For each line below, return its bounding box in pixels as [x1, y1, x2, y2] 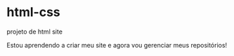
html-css [6, 4, 60, 20]
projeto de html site [6, 27, 63, 36]
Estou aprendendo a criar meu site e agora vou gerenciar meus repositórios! [6, 41, 228, 49]
